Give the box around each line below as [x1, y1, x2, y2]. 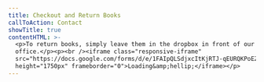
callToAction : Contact [8, 19, 82, 27]
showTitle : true [8, 26, 61, 34]
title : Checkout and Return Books [8, 11, 122, 20]
